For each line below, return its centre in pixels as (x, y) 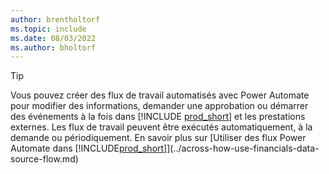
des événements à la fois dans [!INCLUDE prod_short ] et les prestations (158, 117)
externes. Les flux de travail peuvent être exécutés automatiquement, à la (161, 127)
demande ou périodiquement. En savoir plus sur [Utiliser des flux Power (158, 138)
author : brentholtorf (55, 19)
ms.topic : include (48, 29)
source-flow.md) (44, 159)
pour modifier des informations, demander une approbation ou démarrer (159, 106)
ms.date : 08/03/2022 (53, 38)
